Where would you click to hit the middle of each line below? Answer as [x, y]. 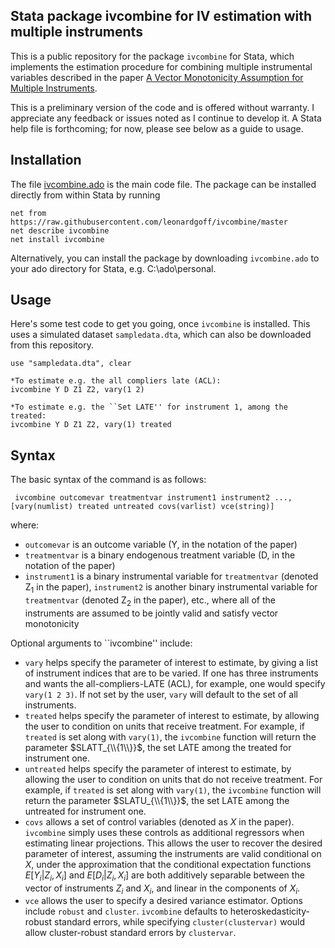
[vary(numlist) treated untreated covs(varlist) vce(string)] [142, 507]
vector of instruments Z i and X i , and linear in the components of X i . [162, 889]
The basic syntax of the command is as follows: [108, 480]
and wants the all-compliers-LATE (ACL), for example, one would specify [175, 683]
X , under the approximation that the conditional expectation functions [168, 864]
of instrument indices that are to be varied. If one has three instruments [171, 673]
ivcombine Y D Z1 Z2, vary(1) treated [91, 425]
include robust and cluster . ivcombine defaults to [126, 911]
